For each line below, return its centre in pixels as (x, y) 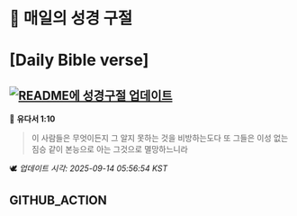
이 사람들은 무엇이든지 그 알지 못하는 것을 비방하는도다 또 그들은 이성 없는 (160, 138)
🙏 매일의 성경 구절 (71, 18)
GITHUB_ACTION (58, 200)
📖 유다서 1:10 (32, 119)
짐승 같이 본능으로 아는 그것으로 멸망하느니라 (110, 149)
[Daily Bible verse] (79, 60)
